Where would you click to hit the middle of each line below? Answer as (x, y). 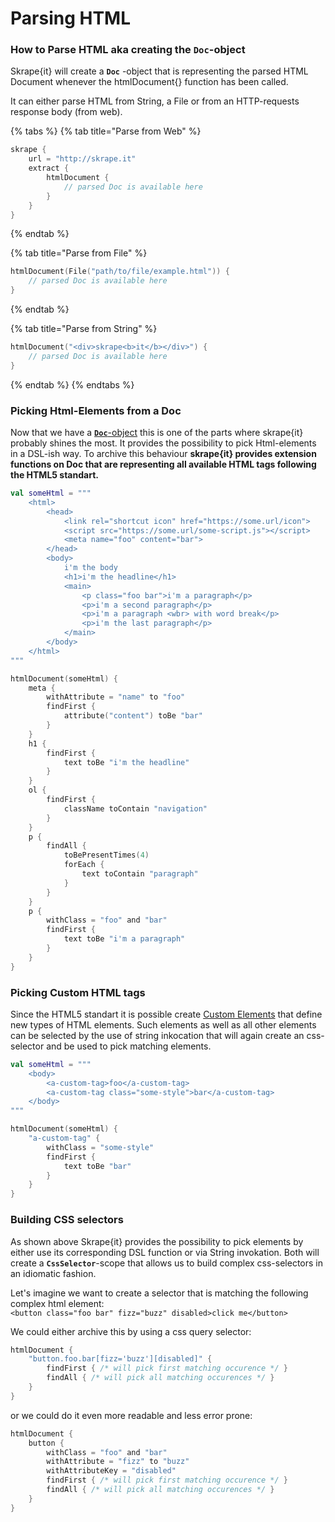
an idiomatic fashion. (53, 1273)
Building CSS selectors (67, 1220)
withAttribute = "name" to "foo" (116, 697)
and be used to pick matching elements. (129, 1046)
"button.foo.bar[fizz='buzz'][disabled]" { (120, 1359)
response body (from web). (66, 112)
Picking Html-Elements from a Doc (96, 410)
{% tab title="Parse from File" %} (79, 253)
